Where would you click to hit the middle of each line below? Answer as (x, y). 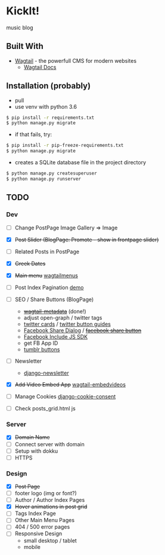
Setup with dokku (36, 451)
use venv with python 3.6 (46, 106)
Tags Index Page (35, 513)
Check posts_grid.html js (45, 409)
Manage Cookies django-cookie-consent (65, 397)
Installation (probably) (49, 86)
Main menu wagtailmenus (46, 275)
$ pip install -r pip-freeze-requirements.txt (65, 145)
